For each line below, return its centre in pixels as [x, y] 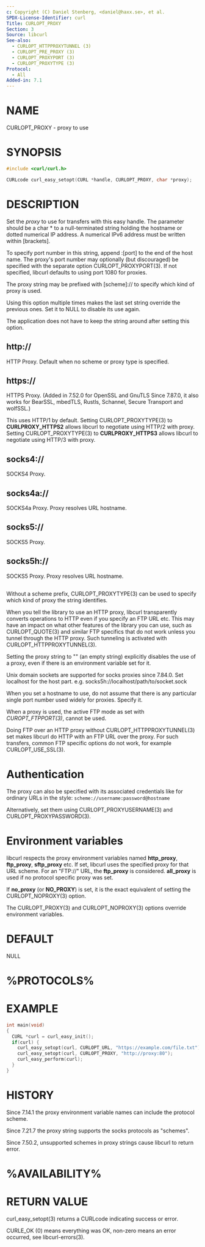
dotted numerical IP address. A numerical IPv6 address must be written [96, 234]
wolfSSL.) [19, 409]
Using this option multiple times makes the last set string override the [93, 302]
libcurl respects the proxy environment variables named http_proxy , [92, 858]
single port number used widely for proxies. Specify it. [74, 700]
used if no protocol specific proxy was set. [60, 877]
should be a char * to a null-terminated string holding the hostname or [94, 228]
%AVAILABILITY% [54, 1173]
